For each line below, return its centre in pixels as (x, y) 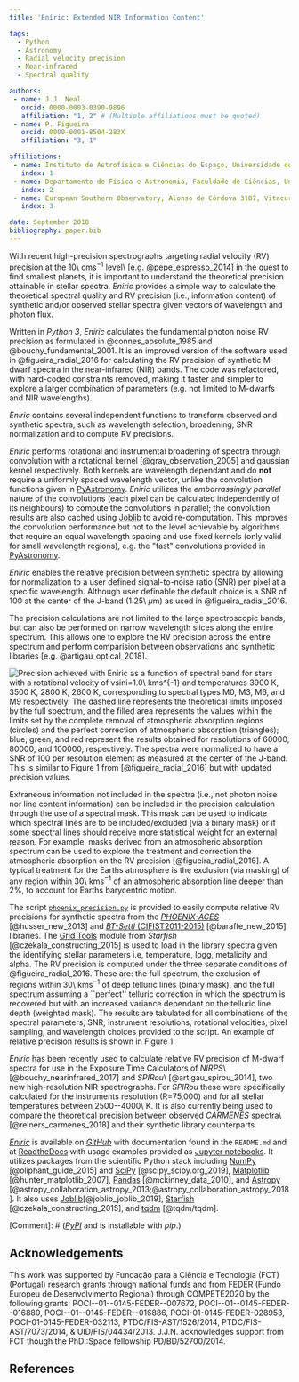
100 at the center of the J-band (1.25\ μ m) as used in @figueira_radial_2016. (148, 601)
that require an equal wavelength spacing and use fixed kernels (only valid (145, 536)
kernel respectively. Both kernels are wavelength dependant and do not (141, 470)
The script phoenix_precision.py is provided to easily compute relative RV (145, 908)
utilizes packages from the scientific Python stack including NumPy (133, 1160)
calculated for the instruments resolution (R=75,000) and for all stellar (137, 1096)
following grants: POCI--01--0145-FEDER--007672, (103, 1303)
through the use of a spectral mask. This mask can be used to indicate (138, 813)
